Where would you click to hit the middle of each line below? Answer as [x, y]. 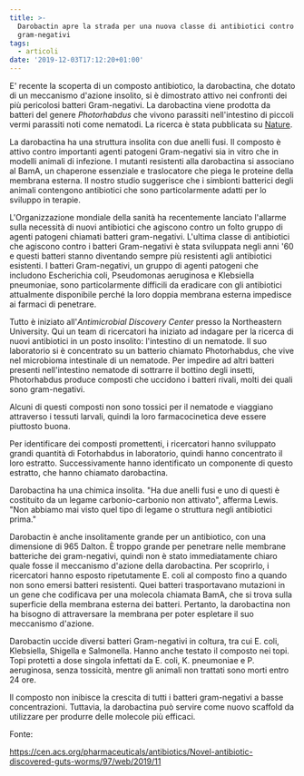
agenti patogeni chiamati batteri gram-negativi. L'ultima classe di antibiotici [150, 236]
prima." [23, 519]
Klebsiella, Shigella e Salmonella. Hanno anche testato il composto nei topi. [150, 651]
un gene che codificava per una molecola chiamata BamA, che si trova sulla [151, 594]
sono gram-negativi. [47, 389]
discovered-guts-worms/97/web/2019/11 [85, 761]
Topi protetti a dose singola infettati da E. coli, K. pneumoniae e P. [132, 660]
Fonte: [21, 734]
